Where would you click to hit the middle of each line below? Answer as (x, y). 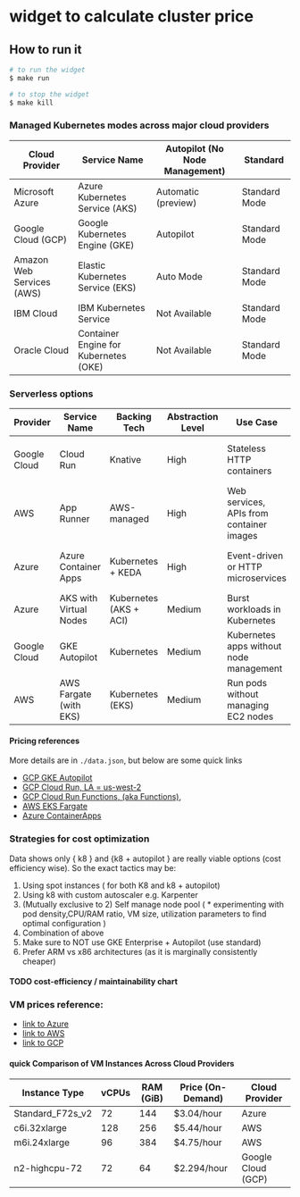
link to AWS (43, 1034)
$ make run (29, 78)
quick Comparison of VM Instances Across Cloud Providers (122, 1064)
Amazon (31, 259)
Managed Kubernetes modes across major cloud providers (139, 125)
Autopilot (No (195, 148)
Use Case (257, 423)
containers (250, 471)
